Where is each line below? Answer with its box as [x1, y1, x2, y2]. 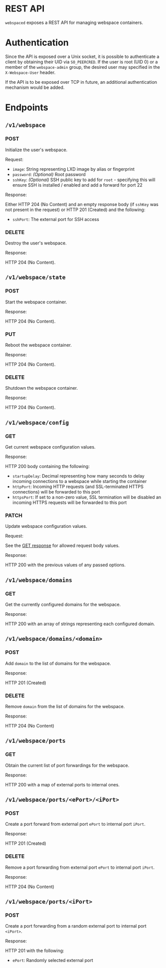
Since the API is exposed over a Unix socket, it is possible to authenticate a [5, 53, 160, 59]
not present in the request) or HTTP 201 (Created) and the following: [5, 207, 146, 213]
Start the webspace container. [5, 299, 67, 305]
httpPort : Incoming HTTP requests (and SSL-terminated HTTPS [12, 484, 144, 489]
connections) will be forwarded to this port [12, 489, 100, 495]
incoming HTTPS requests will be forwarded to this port [12, 499, 127, 505]
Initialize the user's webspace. [5, 147, 68, 153]
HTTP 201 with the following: [5, 948, 64, 954]
